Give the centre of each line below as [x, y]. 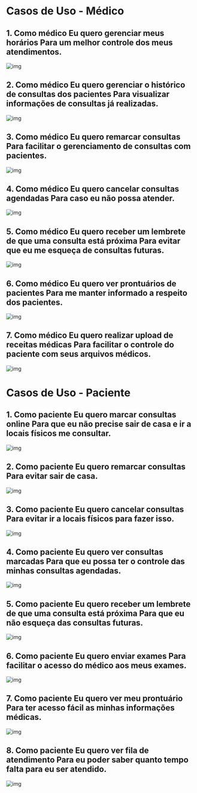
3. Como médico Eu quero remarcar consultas [93, 137]
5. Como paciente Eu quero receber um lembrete [99, 604]
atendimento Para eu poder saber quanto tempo [97, 760]
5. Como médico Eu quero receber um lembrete [96, 231]
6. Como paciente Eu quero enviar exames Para [96, 656]
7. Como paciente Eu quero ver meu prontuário [95, 699]
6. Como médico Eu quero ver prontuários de [91, 284]
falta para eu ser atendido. [56, 769]
